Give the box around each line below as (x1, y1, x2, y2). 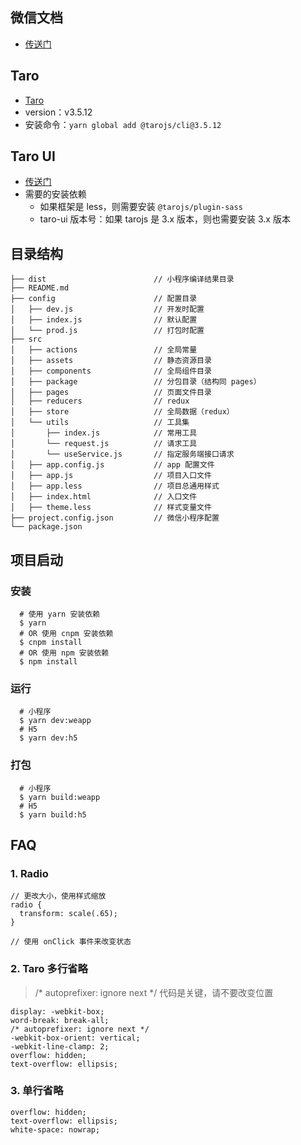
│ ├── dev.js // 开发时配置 (10, 304, 205, 315)
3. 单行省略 (10, 1084, 64, 1098)
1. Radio (10, 866, 49, 880)
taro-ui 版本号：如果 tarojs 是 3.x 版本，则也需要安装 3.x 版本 (39, 213, 291, 225)
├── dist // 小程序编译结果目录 (10, 274, 235, 285)
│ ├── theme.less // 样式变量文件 (10, 503, 212, 513)
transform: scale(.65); (19, 909, 118, 919)
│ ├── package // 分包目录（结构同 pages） (10, 377, 262, 387)
